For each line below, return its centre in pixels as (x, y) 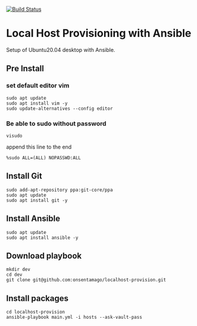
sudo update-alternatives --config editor (60, 108)
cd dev (14, 275)
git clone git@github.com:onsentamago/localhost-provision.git (86, 280)
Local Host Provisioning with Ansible (99, 33)
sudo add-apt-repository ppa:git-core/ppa (60, 190)
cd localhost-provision (36, 312)
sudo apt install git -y (37, 200)
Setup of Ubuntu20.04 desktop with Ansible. (61, 50)
